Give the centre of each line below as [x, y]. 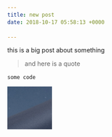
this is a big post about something [56, 50]
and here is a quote [52, 64]
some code [22, 78]
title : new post [31, 15]
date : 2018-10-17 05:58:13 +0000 [56, 22]
